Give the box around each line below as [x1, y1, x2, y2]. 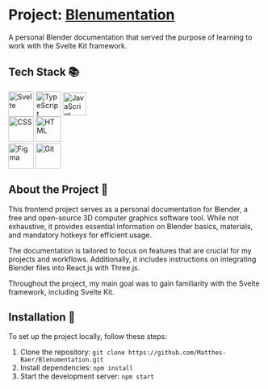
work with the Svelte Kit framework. [8, 40, 128, 50]
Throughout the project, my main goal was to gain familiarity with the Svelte [8, 278, 260, 288]
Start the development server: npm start [19, 371, 155, 381]
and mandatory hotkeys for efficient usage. [8, 230, 152, 240]
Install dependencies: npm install [19, 363, 133, 373]
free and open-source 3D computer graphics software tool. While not [8, 212, 239, 223]
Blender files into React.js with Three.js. [8, 262, 140, 272]
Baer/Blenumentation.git [19, 356, 104, 364]
